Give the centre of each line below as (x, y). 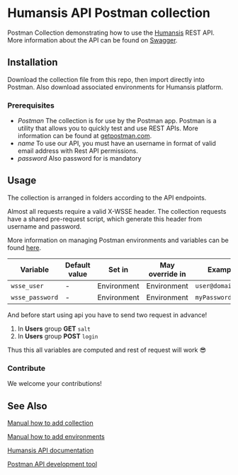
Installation (33, 63)
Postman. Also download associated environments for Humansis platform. (115, 87)
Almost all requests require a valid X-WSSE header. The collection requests (117, 211)
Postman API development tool (52, 464)
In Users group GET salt (54, 328)
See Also (27, 406)
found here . (24, 247)
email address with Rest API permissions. (78, 151)
